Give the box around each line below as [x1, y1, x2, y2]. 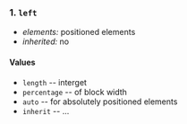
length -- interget [21, 76, 88, 87]
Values [9, 57, 36, 67]
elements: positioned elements [21, 27, 136, 38]
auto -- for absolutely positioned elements [21, 96, 178, 107]
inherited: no [21, 36, 70, 47]
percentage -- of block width [21, 86, 128, 97]
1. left [9, 6, 38, 19]
